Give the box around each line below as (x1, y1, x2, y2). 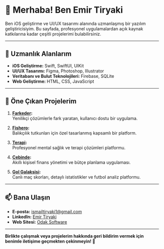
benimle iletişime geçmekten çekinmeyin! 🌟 (5, 238, 96, 244)
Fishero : (12, 125, 30, 131)
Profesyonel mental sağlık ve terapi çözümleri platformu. (12, 144, 126, 151)
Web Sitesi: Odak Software (12, 219, 67, 225)
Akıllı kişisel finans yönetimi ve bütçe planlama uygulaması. (12, 159, 131, 165)
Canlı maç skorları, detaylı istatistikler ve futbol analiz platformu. (12, 174, 141, 180)
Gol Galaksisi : (12, 169, 41, 175)
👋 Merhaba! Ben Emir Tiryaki (5, 4, 123, 16)
